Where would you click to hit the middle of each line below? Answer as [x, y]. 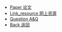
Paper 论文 [21, 7]
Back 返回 [20, 25]
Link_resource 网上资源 [33, 13]
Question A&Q [24, 19]
